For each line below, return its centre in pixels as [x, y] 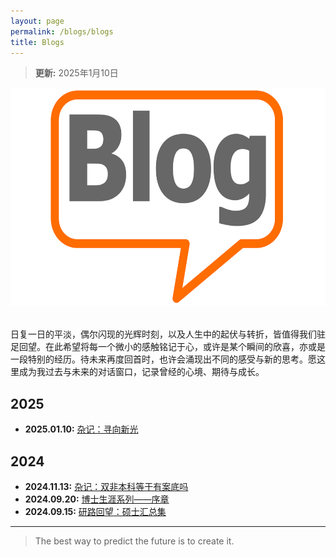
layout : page [37, 21]
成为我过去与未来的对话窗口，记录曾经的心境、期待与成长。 [141, 372]
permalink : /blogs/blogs [62, 31]
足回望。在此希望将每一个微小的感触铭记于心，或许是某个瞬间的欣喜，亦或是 [168, 347]
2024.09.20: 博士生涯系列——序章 [97, 499]
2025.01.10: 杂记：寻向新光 [81, 429]
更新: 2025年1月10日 [76, 73]
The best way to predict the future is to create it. [134, 541]
